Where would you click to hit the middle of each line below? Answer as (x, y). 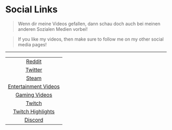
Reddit (34, 61)
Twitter (34, 69)
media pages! (32, 44)
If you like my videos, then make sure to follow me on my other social (91, 39)
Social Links (31, 10)
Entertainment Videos (34, 86)
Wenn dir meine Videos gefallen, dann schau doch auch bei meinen (89, 24)
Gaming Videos (34, 95)
